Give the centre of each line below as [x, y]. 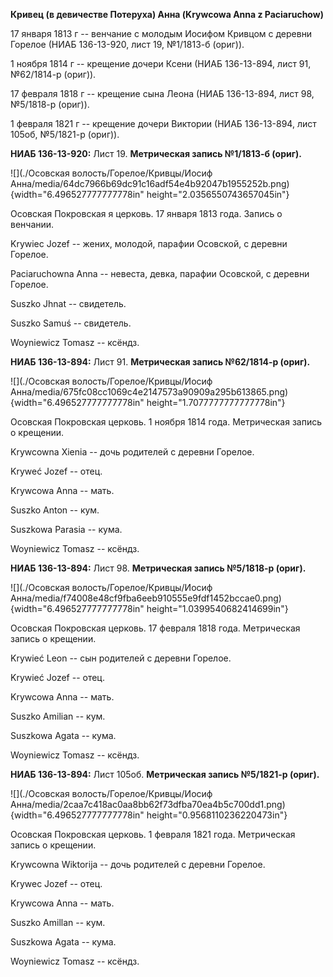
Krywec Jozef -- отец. [56, 883]
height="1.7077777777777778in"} [216, 402]
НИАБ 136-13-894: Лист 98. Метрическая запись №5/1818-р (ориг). [158, 568]
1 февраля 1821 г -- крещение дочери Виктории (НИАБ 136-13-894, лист [163, 123]
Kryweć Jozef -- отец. [56, 471]
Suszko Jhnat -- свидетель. [68, 303]
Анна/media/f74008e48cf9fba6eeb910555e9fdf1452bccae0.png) [146, 598]
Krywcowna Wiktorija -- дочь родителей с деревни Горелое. [138, 864]
